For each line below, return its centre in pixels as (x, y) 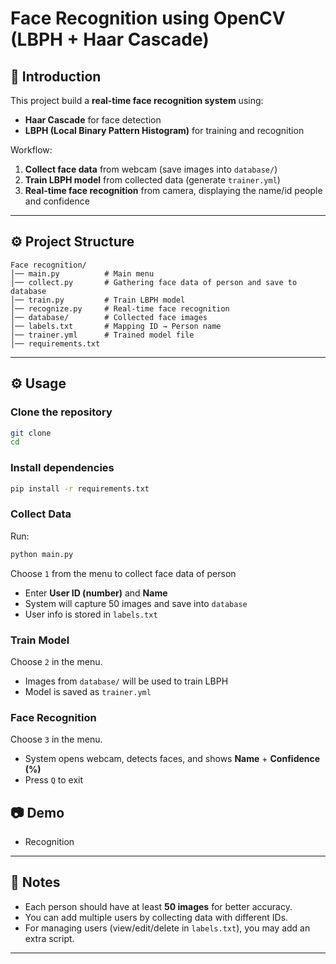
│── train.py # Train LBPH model (98, 300)
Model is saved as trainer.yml (88, 691)
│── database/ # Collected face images (109, 317)
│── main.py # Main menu (82, 273)
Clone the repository (61, 412)
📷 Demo (37, 812)
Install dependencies (62, 468)
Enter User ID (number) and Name (96, 593)
